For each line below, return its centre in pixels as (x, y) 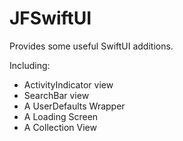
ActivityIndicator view (68, 84)
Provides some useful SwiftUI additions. (91, 46)
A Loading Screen (61, 116)
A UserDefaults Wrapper (74, 106)
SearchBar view (56, 95)
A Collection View (60, 127)
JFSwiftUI (50, 18)
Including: (30, 65)
